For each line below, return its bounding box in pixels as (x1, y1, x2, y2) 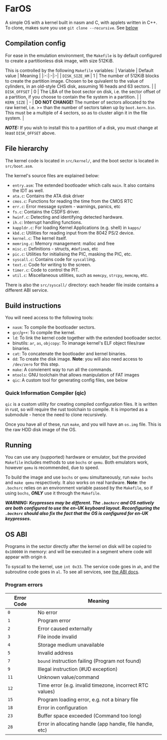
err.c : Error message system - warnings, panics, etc (12, 203, 121, 209)
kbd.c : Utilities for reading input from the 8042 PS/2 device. (12, 230, 135, 236)
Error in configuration (37, 704, 88, 711)
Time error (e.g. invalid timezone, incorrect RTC (37, 682, 149, 689)
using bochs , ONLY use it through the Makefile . (5, 490, 101, 496)
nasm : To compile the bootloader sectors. (12, 324, 96, 330)
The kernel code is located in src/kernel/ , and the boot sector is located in (5, 157, 159, 163)
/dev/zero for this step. (12, 362, 60, 368)
